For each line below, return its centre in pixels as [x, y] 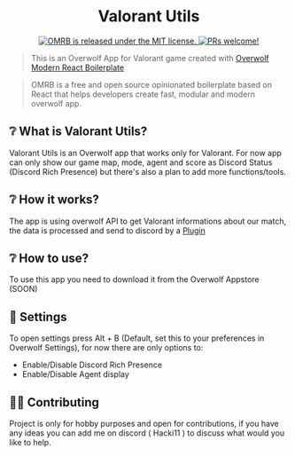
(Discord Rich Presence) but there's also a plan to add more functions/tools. [147, 171]
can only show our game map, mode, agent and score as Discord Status [141, 162]
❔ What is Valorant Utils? [78, 132]
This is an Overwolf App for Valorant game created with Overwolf [150, 58]
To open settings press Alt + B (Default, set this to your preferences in [137, 338]
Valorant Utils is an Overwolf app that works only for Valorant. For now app [145, 153]
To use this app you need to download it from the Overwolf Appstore [134, 279]
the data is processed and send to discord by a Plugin [107, 230]
